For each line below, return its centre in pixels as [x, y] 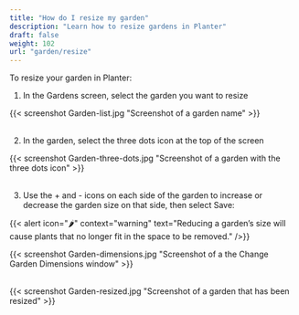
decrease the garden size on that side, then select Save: [128, 205]
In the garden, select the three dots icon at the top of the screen [143, 141]
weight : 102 [32, 43]
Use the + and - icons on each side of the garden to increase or [143, 195]
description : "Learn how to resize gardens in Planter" [118, 26]
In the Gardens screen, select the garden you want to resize [135, 96]
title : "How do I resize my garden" [79, 18]
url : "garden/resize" [51, 52]
